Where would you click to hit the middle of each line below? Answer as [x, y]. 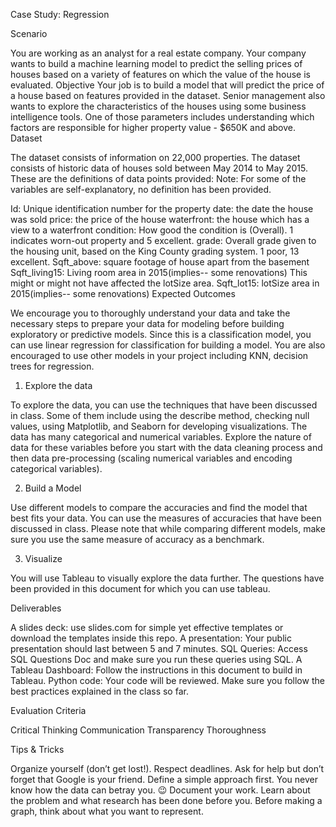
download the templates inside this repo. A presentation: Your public [151, 638]
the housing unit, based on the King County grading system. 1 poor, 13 [155, 251]
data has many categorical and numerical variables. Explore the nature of [161, 437]
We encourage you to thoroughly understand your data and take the [150, 313]
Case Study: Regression [60, 14]
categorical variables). [56, 468]
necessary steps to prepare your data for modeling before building [147, 323]
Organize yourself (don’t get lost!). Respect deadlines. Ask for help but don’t [167, 768]
